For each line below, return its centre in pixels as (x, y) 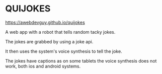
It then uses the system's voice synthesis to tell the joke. (64, 51)
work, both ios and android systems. (43, 66)
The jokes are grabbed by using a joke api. (49, 41)
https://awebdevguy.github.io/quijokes (45, 22)
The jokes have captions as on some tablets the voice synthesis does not (81, 61)
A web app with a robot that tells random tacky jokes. (60, 32)
